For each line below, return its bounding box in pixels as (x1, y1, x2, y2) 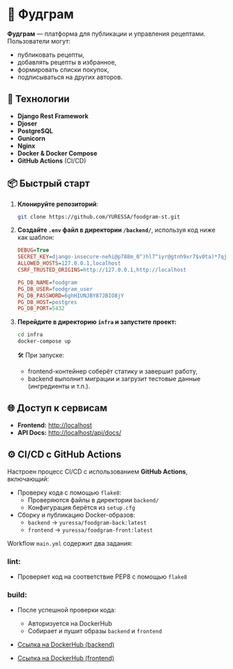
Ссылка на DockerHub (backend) (17, 640, 115, 649)
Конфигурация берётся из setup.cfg (27, 503, 135, 511)
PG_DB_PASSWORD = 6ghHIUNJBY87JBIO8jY (17, 292, 124, 299)
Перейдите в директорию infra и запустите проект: (17, 318, 177, 326)
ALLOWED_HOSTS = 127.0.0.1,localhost (17, 260, 121, 267)
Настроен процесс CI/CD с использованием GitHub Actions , (7, 467, 188, 476)
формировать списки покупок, (17, 65, 110, 74)
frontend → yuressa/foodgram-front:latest (27, 525, 153, 534)
